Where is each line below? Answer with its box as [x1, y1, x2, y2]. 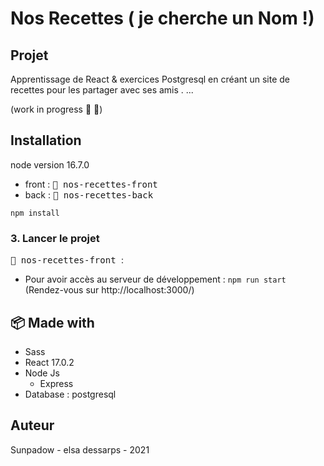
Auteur [10, 417, 55, 434]
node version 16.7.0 [10, 158, 90, 171]
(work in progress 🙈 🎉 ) [10, 103, 103, 115]
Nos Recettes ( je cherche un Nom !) [10, 7, 315, 30]
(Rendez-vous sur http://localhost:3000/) [24, 284, 195, 296]
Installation [10, 132, 82, 149]
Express [39, 377, 74, 389]
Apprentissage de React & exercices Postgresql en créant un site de [10, 73, 291, 85]
